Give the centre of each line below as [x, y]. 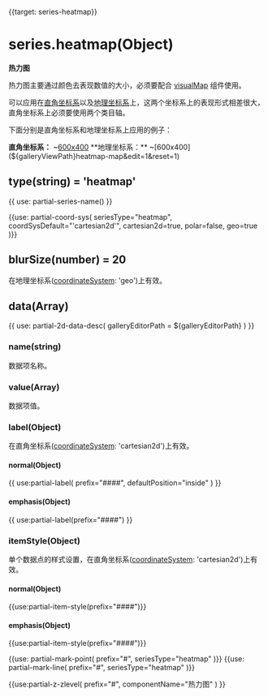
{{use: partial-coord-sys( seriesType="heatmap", [91, 217]
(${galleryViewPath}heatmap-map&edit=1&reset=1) [94, 156]
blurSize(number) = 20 [67, 260]
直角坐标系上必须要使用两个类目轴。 [69, 112]
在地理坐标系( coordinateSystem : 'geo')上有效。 [87, 280]
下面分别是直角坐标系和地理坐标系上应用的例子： [90, 130]
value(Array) [34, 387]
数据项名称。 [30, 365]
